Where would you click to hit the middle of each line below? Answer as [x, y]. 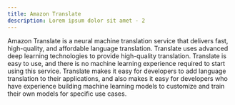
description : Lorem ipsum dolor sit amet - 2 [76, 21]
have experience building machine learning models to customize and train [116, 86]
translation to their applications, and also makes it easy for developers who [118, 78]
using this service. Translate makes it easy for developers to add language [117, 71]
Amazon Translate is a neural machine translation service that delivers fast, [118, 40]
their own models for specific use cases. [67, 94]
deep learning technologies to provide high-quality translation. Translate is [117, 56]
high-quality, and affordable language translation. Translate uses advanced [118, 48]
